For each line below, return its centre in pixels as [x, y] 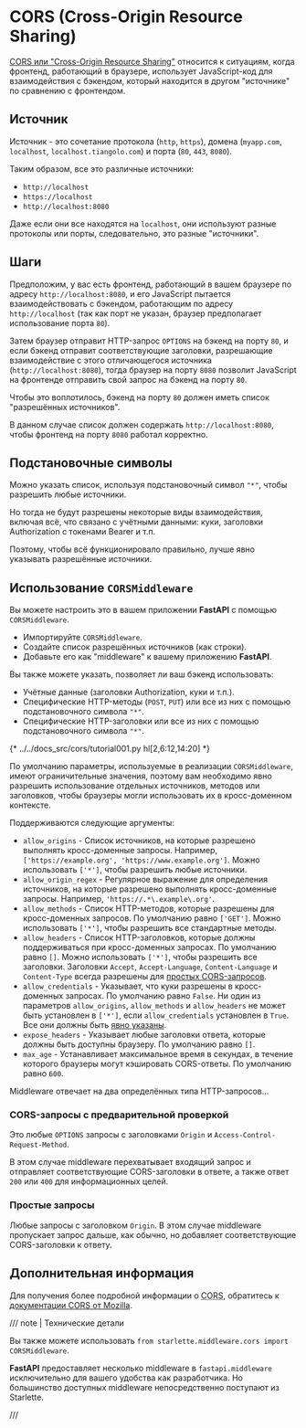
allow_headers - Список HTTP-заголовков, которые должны [139, 937]
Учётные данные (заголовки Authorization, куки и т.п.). [128, 693]
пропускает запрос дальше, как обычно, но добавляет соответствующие [153, 1234]
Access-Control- [245, 1136]
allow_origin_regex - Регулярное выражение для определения [145, 880]
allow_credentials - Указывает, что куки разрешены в [127, 986]
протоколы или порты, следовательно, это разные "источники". [134, 233]
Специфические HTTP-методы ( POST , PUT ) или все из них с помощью [156, 702]
